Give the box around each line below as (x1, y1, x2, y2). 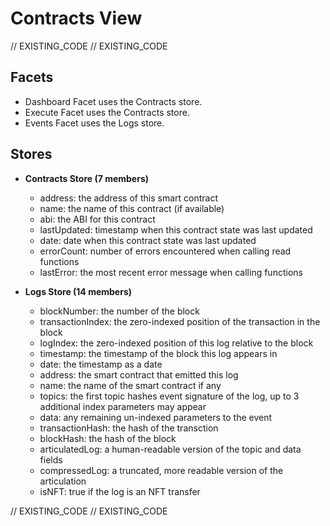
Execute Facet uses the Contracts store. (24, 106, 190, 118)
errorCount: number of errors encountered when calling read (39, 245, 292, 257)
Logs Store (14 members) (24, 285, 133, 297)
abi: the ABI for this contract (39, 213, 156, 225)
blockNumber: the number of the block (39, 305, 200, 317)
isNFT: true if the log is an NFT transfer (39, 485, 201, 497)
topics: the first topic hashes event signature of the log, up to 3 (39, 390, 300, 402)
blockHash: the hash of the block (39, 432, 177, 444)
